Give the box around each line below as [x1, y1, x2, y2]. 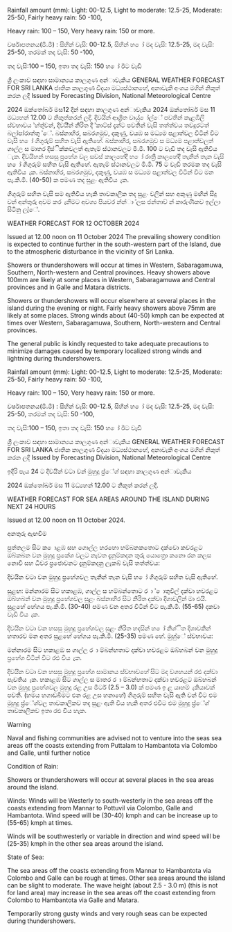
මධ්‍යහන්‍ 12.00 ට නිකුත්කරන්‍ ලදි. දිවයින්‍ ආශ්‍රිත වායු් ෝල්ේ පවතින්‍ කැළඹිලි [7, 113, 205, 121]
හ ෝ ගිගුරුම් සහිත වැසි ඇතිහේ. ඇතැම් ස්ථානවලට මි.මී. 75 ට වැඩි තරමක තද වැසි [7, 160, 222, 168]
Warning [7, 721, 31, 728]
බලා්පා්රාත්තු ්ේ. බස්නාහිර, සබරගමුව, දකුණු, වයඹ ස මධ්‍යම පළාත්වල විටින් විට [7, 129, 220, 137]
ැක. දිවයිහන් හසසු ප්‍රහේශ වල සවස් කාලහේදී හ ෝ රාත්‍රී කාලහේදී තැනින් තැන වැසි [7, 152, 224, 161]
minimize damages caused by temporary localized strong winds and [7, 347, 202, 355]
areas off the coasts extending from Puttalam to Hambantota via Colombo [7, 742, 218, 749]
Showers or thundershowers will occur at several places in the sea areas [7, 776, 215, 784]
